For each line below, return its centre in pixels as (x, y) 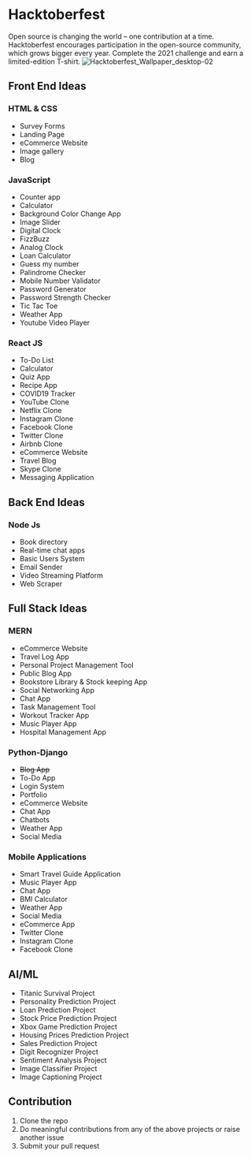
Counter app (40, 197)
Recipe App (38, 385)
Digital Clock (40, 230)
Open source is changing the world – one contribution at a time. (111, 36)
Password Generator (53, 289)
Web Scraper (41, 583)
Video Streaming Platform (61, 575)
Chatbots (34, 819)
